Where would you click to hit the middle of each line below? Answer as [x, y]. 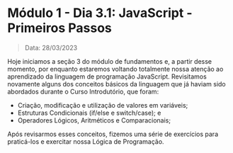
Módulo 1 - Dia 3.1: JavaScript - [100, 13]
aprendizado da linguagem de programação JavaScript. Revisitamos [107, 76]
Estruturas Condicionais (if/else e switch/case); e [89, 113]
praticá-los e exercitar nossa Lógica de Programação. [86, 141]
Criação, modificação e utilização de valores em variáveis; [103, 105]
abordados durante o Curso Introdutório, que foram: [83, 91]
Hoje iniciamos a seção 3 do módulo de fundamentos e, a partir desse [110, 61]
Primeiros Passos [59, 28]
